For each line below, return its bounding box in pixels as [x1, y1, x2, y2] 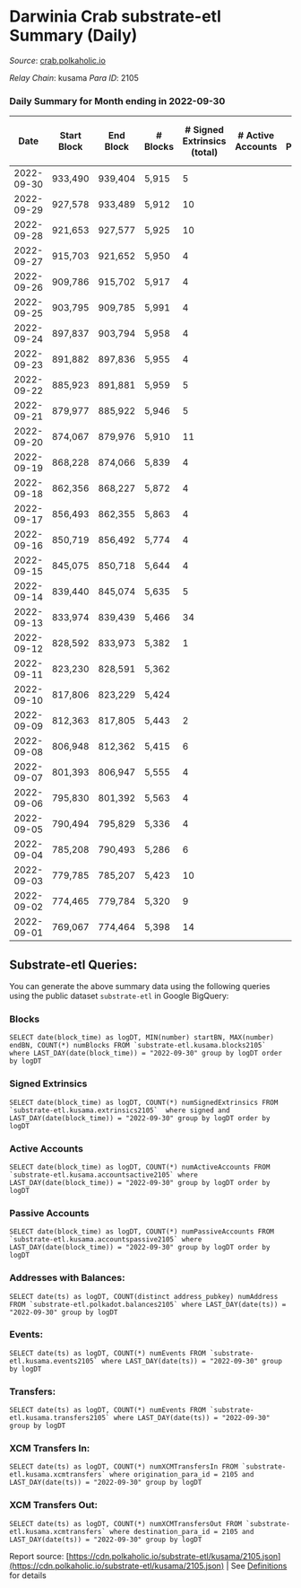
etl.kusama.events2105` [9, 1356, 99, 1365]
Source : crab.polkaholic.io [9, 55, 106, 66]
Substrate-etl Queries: [9, 957, 138, 972]
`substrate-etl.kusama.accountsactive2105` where [9, 1170, 199, 1180]
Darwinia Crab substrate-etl [9, 6, 221, 27]
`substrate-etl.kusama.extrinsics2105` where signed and [9, 1106, 230, 1115]
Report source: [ [9, 1550, 70, 1561]
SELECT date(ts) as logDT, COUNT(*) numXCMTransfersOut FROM [9, 1519, 243, 1528]
